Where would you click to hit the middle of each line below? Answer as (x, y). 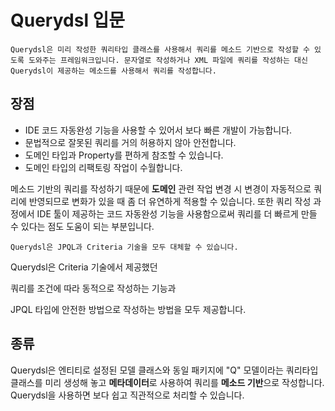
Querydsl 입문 (68, 20)
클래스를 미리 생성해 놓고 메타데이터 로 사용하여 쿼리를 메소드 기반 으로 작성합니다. (167, 382)
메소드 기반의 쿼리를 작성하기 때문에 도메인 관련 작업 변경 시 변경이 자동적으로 (161, 188)
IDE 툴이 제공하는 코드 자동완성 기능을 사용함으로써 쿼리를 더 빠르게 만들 (177, 213)
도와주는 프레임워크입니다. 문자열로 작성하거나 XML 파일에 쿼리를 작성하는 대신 (168, 60)
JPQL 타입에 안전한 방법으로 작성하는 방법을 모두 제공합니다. (128, 309)
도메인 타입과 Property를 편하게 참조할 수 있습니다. (124, 155)
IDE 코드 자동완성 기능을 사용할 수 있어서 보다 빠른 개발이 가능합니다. (158, 130)
